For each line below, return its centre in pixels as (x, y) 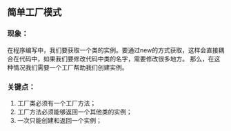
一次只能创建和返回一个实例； (59, 120)
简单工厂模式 (34, 12)
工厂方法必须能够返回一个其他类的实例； (74, 112)
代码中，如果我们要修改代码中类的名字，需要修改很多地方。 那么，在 (117, 59)
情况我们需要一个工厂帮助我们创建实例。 (70, 67)
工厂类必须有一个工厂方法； (57, 103)
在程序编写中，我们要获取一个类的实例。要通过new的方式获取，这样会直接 (113, 50)
